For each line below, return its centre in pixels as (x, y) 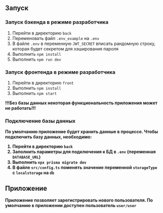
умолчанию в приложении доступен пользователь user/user (71, 206)
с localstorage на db (33, 173)
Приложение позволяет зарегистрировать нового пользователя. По (79, 200)
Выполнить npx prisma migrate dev (49, 162)
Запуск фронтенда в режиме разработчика (60, 72)
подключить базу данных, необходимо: (49, 137)
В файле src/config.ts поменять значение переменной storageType (85, 168)
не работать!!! (20, 108)
